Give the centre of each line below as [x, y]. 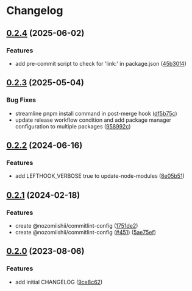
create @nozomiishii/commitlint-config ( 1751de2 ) [76, 225]
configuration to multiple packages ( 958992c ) [73, 126]
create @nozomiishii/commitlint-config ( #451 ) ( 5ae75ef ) [86, 232]
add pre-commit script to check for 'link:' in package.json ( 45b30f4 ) [101, 63]
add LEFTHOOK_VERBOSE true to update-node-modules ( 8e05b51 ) [100, 176]
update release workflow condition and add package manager [93, 120]
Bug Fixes [21, 100]
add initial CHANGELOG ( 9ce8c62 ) [59, 282]
